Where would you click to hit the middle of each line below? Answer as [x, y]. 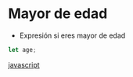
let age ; [22, 49]
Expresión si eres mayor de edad [72, 35]
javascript [24, 64]
